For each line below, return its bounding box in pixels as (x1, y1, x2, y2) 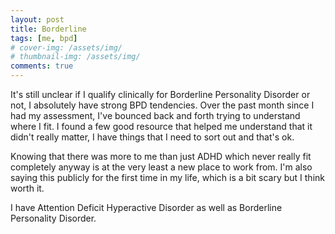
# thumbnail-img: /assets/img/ (10, 52, 141, 62)
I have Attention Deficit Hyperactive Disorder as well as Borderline (10, 202, 283, 213)
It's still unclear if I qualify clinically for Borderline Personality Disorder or (10, 89, 311, 100)
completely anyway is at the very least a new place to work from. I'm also (10, 161, 313, 173)
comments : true (10, 61, 74, 71)
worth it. (10, 182, 45, 194)
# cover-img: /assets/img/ (10, 42, 123, 53)
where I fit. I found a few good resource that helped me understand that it (10, 121, 313, 132)
